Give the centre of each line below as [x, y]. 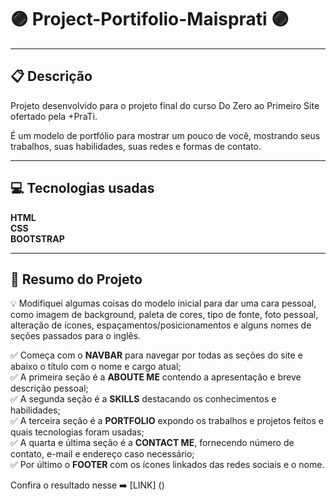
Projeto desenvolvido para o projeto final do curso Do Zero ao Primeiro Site [165, 105]
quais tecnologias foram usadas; [77, 432]
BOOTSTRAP [37, 238]
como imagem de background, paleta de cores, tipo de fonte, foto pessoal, [164, 315]
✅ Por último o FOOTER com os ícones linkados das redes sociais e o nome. [167, 465]
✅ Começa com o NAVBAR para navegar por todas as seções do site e [156, 355]
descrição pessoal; [49, 388]
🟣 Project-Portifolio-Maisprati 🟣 [150, 19]
